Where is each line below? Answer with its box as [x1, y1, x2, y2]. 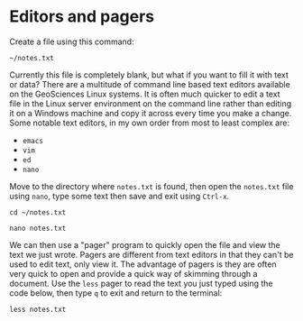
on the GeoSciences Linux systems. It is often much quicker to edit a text [9, 88, 281, 99]
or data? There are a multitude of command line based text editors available [9, 78, 290, 89]
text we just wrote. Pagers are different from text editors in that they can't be [9, 249, 294, 260]
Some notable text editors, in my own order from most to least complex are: [9, 117, 290, 128]
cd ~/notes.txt [9, 207, 67, 217]
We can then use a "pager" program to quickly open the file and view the [9, 239, 281, 250]
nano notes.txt [9, 224, 67, 233]
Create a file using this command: [9, 36, 134, 47]
